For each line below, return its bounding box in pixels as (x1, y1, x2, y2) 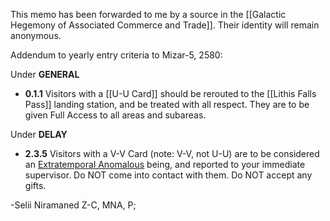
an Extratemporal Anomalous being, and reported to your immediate (24, 159, 306, 170)
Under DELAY (10, 129, 68, 140)
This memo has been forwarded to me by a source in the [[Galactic (10, 9, 287, 20)
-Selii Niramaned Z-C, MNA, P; (10, 199, 137, 211)
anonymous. (10, 30, 62, 41)
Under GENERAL (10, 69, 80, 80)
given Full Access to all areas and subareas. (24, 109, 207, 121)
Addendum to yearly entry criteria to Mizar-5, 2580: (10, 49, 223, 61)
